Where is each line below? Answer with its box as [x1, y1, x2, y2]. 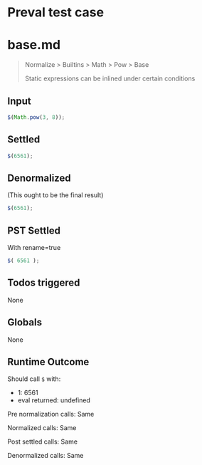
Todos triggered [7, 277, 80, 289]
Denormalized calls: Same [7, 451, 84, 460]
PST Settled [7, 224, 61, 236]
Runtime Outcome [7, 355, 90, 367]
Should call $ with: [7, 375, 61, 383]
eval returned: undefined [17, 396, 91, 404]
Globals [7, 316, 43, 328]
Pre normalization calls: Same [7, 410, 95, 419]
